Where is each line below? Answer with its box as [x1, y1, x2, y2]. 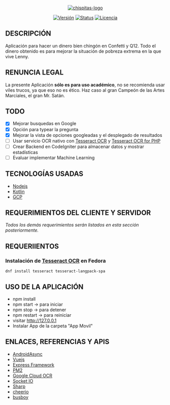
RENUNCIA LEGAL [5, 68, 64, 77]
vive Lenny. [5, 53, 29, 59]
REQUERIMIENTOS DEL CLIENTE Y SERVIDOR [5, 208, 151, 217]
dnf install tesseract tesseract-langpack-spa [5, 269, 106, 274]
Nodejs [12, 183, 28, 189]
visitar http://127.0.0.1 [12, 317, 57, 323]
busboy [12, 394, 29, 400]
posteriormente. [5, 227, 39, 233]
